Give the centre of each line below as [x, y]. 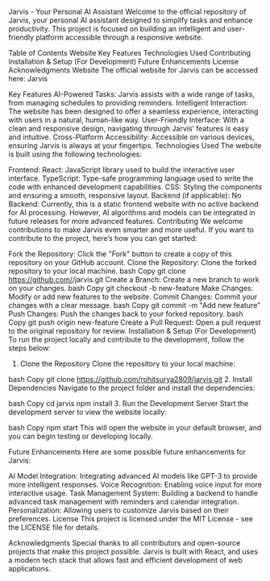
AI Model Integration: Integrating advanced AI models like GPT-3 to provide [133, 476]
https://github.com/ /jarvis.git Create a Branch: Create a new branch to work [134, 280]
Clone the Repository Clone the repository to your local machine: [128, 363]
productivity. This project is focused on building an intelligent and [117, 29]
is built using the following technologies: [75, 154]
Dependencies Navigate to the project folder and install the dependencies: [132, 388]
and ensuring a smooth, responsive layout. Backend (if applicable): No [125, 195]
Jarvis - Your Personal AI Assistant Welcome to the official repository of [127, 12]
